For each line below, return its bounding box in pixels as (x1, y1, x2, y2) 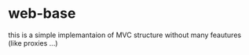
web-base (8, 5, 76, 22)
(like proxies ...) (8, 38, 58, 47)
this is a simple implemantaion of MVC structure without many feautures (8, 30, 242, 40)
